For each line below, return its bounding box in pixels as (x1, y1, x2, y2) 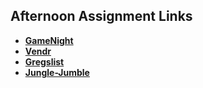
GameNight (24, 34, 74, 46)
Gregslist (24, 55, 65, 68)
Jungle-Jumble (24, 66, 90, 78)
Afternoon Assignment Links (10, 8, 193, 25)
